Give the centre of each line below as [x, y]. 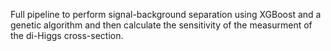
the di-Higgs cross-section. [67, 35]
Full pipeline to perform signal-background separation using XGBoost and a [166, 14]
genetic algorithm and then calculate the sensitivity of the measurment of [161, 25]
